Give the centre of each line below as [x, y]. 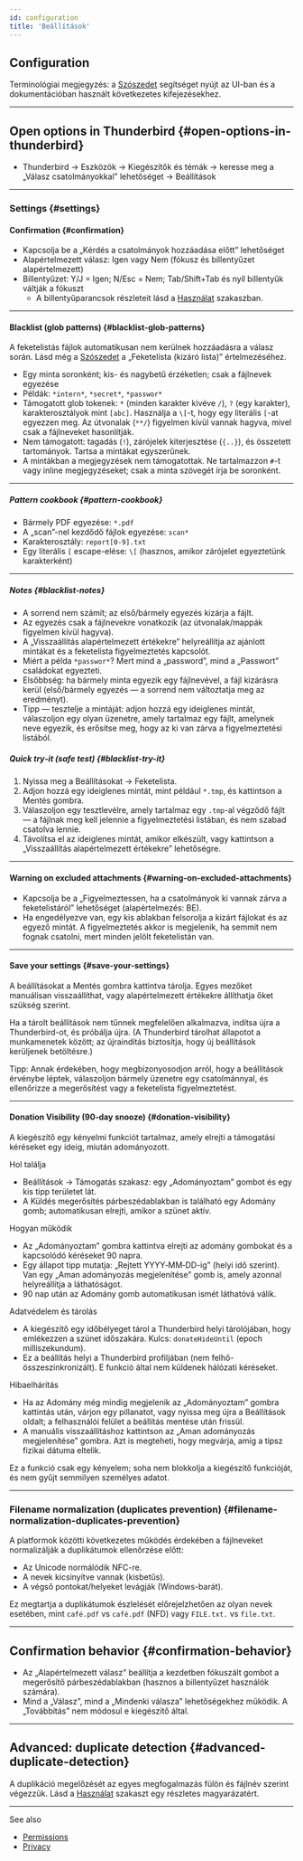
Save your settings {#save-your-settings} [89, 966]
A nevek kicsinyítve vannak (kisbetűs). [94, 1577]
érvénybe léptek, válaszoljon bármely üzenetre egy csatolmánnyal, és [139, 1078]
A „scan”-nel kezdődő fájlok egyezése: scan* [106, 532]
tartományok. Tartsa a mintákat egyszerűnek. [106, 451]
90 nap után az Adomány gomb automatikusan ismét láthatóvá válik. [149, 1293]
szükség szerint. [40, 1005]
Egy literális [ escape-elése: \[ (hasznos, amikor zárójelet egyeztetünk [154, 552]
